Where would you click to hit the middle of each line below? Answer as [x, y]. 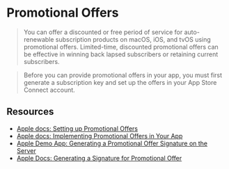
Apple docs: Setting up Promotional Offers [77, 128]
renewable [39, 39]
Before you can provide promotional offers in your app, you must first [123, 75]
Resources [30, 112]
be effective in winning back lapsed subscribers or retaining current [121, 54]
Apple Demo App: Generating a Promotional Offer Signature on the [112, 143]
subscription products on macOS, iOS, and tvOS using [133, 39]
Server [26, 150]
